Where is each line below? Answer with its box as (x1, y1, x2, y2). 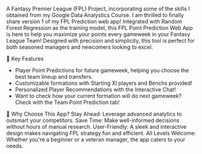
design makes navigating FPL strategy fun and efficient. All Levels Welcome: (6, 129, 197, 137)
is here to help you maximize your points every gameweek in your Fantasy (6, 31, 191, 38)
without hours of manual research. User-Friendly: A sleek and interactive (6, 123, 187, 130)
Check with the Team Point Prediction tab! (14, 99, 120, 106)
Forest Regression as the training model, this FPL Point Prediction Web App (6, 24, 193, 31)
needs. (6, 143, 24, 149)
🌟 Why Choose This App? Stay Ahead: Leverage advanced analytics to (6, 111, 182, 117)
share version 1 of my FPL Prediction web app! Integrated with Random (6, 18, 183, 25)
